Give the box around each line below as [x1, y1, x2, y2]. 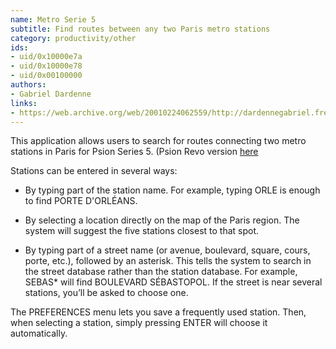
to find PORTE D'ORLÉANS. [24, 195, 138, 207]
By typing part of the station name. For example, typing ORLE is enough [24, 184, 321, 196]
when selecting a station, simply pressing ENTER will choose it [10, 317, 268, 329]
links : [10, 98, 38, 108]
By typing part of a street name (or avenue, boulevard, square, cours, [24, 244, 311, 256]
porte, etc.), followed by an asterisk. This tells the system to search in [24, 255, 312, 267]
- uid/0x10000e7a [10, 52, 83, 62]
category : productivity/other [10, 33, 137, 43]
